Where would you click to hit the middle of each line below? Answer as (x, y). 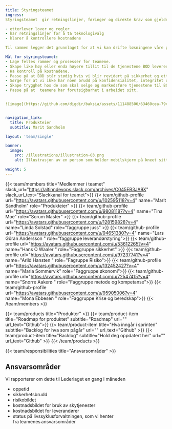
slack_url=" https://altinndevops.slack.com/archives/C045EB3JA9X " (77, 189)
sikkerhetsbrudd (30, 395)
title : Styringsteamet (29, 10)
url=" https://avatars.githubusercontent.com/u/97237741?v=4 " (85, 255)
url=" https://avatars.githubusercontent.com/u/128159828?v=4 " (72, 222)
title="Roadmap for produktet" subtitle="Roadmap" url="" (66, 319)
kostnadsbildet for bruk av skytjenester (54, 405)
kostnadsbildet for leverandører (46, 411)
